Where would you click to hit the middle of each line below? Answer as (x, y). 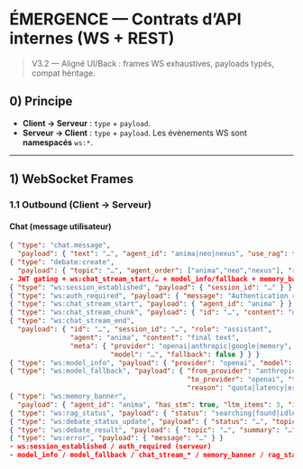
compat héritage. (64, 73)
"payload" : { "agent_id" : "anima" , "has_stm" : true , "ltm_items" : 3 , (151, 405)
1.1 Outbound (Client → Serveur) (80, 205)
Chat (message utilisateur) (60, 226)
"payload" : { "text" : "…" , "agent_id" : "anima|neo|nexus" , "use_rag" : (153, 254)
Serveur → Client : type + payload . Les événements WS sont (135, 133)
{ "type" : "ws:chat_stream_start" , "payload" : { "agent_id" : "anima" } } (151, 304)
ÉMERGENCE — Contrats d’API (125, 19)
